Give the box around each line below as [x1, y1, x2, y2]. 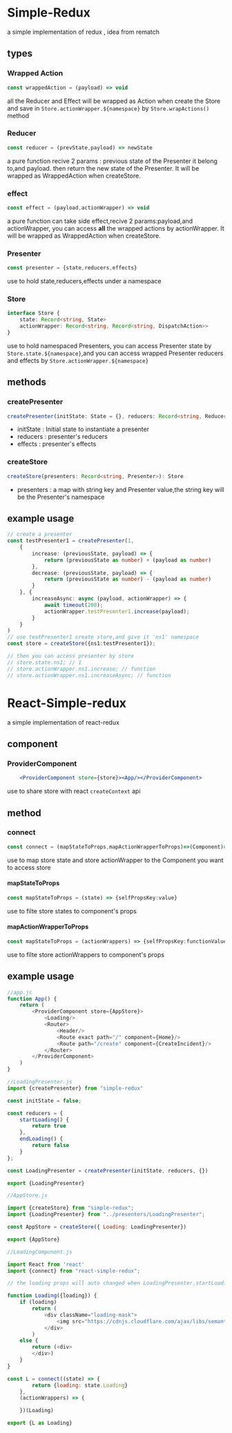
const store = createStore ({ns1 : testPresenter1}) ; [7, 640, 156, 647]
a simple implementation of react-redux [7, 718, 119, 726]
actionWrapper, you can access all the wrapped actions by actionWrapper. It [7, 224, 224, 232]
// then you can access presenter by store [7, 653, 135, 660]
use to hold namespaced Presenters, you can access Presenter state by [7, 341, 212, 350]
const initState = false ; [7, 1097, 81, 1104]
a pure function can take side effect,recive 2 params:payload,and [7, 216, 193, 225]
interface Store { [7, 310, 60, 317]
